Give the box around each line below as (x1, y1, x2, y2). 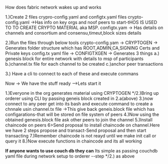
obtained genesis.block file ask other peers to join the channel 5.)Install (5, 117, 153, 122)
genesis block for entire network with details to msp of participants (5, 56, 144, 62)
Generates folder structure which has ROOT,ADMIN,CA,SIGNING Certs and (5, 45, 160, 51)
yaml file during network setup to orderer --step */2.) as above (5, 153, 135, 159)
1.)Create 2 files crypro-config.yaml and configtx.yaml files (5, 14, 127, 20)
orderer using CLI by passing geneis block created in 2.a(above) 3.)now (5, 95, 153, 101)
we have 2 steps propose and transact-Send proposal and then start (5, 127, 146, 133)
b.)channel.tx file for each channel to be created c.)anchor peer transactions (5, 61, 163, 67)
